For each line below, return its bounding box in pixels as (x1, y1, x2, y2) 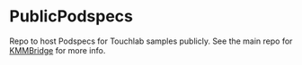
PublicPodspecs (9, 6, 133, 27)
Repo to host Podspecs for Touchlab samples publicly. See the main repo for (9, 36, 293, 46)
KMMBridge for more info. (9, 45, 106, 55)
